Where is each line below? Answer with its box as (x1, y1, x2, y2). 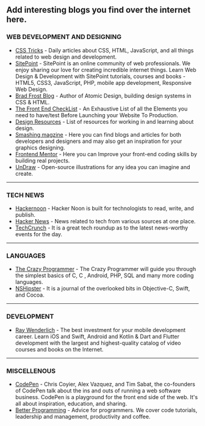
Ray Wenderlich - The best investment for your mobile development (15, 326, 186, 333)
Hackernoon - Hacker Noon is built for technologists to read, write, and (15, 204, 194, 212)
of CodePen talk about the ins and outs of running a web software (15, 387, 181, 394)
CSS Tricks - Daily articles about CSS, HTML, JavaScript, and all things (15, 46, 194, 54)
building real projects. (15, 157, 70, 164)
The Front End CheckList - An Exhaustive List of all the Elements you (15, 105, 188, 112)
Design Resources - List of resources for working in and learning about (15, 118, 194, 125)
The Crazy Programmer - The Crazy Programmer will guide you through (15, 265, 196, 273)
